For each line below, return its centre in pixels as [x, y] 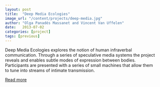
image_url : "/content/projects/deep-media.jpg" [54, 18]
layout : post [18, 9]
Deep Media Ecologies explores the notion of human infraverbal [68, 50]
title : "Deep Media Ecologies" [37, 14]
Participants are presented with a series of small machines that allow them [79, 65]
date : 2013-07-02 [25, 27]
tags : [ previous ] [22, 37]
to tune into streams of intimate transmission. [50, 70]
